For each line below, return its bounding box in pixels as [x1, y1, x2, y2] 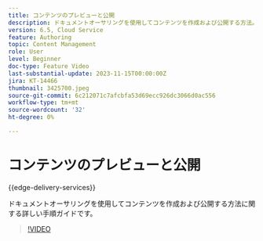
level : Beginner [8, 56, 61, 63]
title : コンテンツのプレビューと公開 [8, 11, 115, 20]
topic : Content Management [8, 41, 97, 49]
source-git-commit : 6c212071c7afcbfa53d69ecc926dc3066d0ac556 [8, 92, 216, 99]
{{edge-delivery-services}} [8, 182, 97, 192]
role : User [8, 48, 44, 56]
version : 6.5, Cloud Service [8, 26, 104, 34]
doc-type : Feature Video [8, 63, 89, 70]
